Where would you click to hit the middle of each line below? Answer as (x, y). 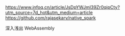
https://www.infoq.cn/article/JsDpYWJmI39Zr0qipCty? (62, 7)
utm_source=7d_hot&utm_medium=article (49, 12)
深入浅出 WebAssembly (30, 28)
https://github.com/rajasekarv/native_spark (51, 18)
